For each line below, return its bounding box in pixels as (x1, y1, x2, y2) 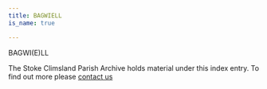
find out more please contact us (8, 72, 113, 81)
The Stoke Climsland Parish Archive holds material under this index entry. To (8, 63, 260, 72)
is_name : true (8, 19, 56, 27)
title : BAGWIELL (8, 11, 62, 20)
